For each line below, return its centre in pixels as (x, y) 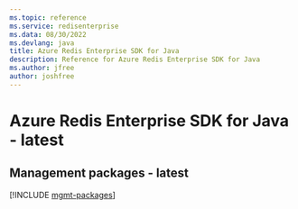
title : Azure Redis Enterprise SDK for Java (94, 51)
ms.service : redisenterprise (64, 26)
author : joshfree (42, 77)
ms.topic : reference (48, 18)
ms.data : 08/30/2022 (48, 34)
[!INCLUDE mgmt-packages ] (62, 195)
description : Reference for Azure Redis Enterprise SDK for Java (135, 59)
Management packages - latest (99, 173)
